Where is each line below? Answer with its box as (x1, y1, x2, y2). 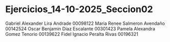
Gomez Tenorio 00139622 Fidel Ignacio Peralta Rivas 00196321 (5, 31, 139, 37)
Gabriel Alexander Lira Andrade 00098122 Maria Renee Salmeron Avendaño (5, 20, 165, 26)
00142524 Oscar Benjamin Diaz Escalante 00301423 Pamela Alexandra (5, 25, 156, 31)
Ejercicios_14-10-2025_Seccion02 (5, 4, 153, 15)
